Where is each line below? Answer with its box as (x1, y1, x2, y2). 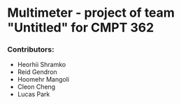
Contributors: (7, 45, 55, 54)
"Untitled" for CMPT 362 (7, 20, 154, 36)
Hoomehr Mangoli (17, 75, 70, 84)
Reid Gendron (17, 68, 57, 76)
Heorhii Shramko (17, 61, 66, 69)
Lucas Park (17, 90, 50, 98)
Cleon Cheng (17, 82, 56, 91)
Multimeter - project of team (7, 5, 175, 21)
